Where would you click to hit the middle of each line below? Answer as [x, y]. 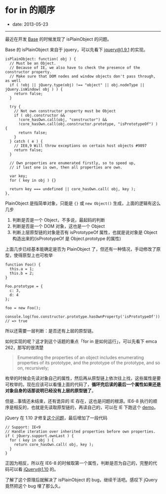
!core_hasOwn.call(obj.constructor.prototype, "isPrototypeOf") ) [88, 124]
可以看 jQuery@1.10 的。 [34, 469]
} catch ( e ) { [26, 141]
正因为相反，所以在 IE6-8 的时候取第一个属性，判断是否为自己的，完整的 [79, 463]
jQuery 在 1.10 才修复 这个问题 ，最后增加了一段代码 [56, 418]
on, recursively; [33, 368]
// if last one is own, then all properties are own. [66, 167]
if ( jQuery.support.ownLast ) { [40, 436]
